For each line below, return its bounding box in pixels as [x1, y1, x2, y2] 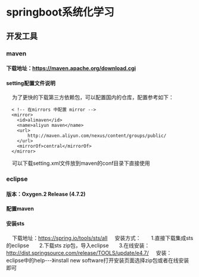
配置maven [6, 205, 34, 212]
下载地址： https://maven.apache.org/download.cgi [6, 65, 136, 72]
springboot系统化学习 [6, 5, 114, 19]
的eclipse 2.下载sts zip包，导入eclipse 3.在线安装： [6, 242, 150, 249]
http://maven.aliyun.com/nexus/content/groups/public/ [27, 133, 167, 139]
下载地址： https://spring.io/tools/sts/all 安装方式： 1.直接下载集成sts [11, 234, 194, 241]
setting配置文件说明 [6, 79, 55, 86]
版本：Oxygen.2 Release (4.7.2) [6, 190, 86, 197]
